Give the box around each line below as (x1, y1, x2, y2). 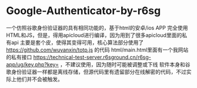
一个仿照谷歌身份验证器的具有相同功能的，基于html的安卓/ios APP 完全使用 (6, 24, 188, 31)
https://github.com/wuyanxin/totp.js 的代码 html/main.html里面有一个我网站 (6, 46, 189, 53)
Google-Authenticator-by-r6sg (6, 4, 161, 18)
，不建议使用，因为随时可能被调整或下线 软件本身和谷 (59, 60, 191, 68)
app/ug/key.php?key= (6, 60, 59, 68)
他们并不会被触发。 (16, 75, 63, 83)
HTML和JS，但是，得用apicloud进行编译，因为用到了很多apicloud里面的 (6, 31, 182, 39)
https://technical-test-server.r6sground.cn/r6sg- (33, 53, 151, 60)
